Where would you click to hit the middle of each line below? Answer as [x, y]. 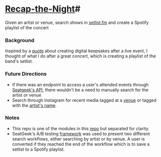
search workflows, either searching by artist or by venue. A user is [78, 139]
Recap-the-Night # [43, 9]
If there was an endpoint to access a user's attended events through [80, 84]
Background [20, 40]
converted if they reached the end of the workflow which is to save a [81, 144]
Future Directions [26, 74]
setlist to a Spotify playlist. [38, 149]
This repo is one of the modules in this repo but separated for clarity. [80, 128]
